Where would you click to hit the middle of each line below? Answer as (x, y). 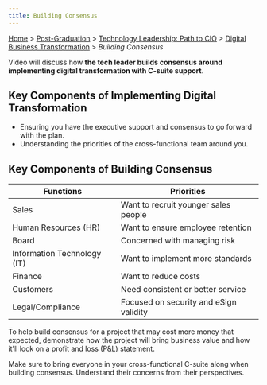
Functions (62, 192)
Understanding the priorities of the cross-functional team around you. (134, 144)
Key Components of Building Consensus (110, 169)
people (133, 215)
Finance (27, 277)
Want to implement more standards (186, 259)
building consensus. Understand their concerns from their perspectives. (126, 373)
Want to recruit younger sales (176, 205)
